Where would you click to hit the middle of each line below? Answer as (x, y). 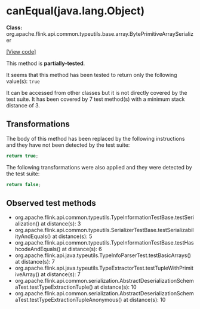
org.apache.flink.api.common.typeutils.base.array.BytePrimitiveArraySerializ (100, 33)
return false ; (24, 184)
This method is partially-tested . (46, 63)
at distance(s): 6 (82, 249)
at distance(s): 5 (72, 236)
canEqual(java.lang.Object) (76, 11)
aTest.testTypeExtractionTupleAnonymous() (68, 300)
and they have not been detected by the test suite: (68, 145)
